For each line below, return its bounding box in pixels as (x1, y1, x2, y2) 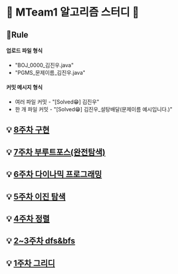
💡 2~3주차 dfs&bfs (6, 236, 76, 246)
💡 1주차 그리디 (6, 258, 56, 268)
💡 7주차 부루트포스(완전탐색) (6, 147, 106, 157)
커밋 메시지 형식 (6, 84, 43, 91)
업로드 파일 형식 (6, 47, 43, 54)
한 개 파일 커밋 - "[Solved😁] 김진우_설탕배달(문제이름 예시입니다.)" (14, 105, 173, 112)
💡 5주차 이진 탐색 (6, 191, 66, 202)
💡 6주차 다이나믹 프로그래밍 (6, 169, 102, 179)
